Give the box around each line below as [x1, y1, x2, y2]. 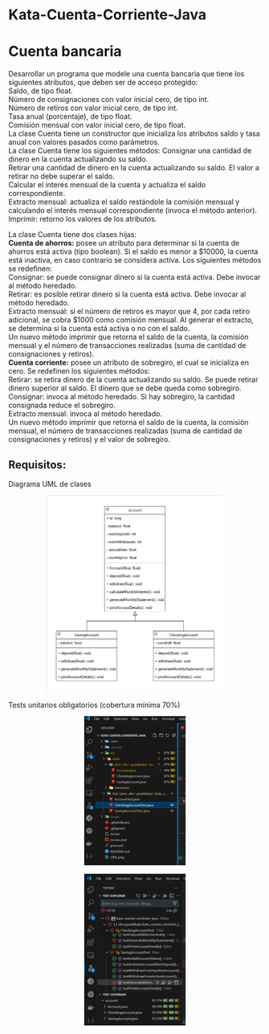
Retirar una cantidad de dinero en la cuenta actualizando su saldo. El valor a [8, 163, 259, 173]
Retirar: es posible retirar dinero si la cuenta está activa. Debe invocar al [8, 289, 247, 299]
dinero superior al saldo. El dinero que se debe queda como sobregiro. [8, 383, 243, 393]
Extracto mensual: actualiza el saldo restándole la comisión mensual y [8, 197, 240, 206]
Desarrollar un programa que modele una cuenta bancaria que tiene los [8, 69, 245, 79]
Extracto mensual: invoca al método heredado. [8, 409, 163, 419]
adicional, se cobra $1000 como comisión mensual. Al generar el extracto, [8, 315, 255, 325]
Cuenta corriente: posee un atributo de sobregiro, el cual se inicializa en [8, 358, 250, 367]
